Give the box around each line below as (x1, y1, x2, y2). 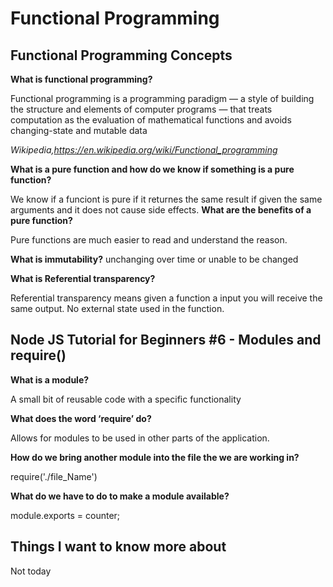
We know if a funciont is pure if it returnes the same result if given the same (10, 193, 323, 205)
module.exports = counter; (10, 509, 121, 521)
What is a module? (10, 373, 90, 386)
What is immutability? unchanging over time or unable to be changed (10, 253, 299, 265)
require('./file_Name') (10, 470, 98, 482)
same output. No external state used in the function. (10, 303, 225, 314)
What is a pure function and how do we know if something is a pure (10, 163, 295, 175)
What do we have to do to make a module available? (10, 490, 230, 502)
